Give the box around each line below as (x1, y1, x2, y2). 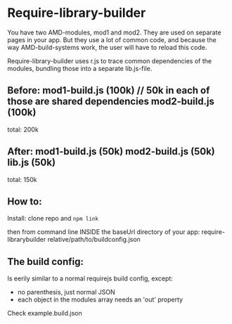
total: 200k (7, 125, 39, 134)
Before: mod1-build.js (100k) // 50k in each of (7, 84, 210, 96)
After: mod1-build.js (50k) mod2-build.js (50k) (7, 145, 216, 157)
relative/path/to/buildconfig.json (47, 235, 141, 244)
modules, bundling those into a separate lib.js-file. (7, 64, 153, 72)
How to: (7, 195, 42, 207)
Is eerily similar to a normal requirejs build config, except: (7, 274, 174, 283)
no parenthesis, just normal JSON (17, 288, 116, 297)
